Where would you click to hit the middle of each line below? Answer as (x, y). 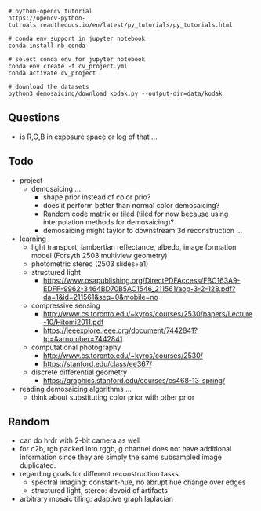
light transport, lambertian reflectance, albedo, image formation (134, 246)
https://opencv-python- (47, 18)
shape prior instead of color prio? (97, 197)
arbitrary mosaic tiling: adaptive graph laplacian (96, 499)
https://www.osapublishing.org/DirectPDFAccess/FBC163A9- (141, 280)
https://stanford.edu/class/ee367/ (98, 363)
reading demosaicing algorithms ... (75, 389)
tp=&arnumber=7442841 (83, 338)
